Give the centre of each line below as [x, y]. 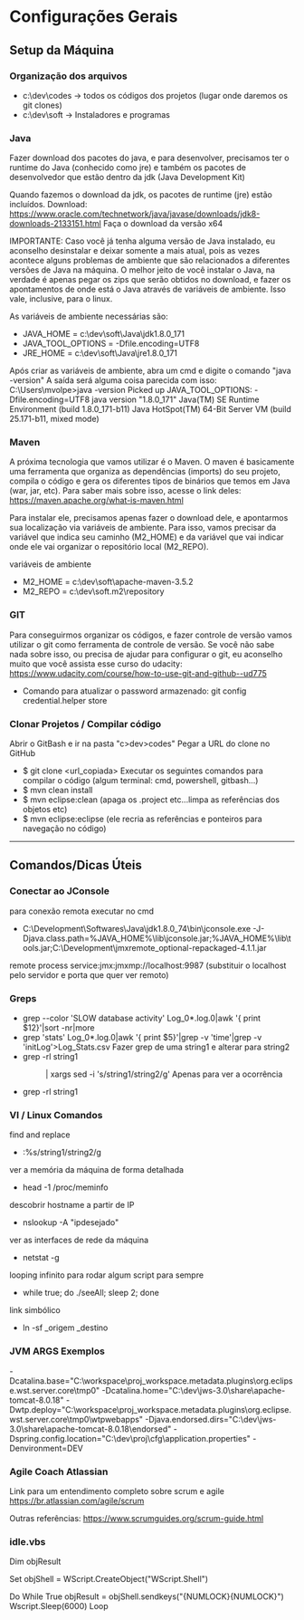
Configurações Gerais [94, 17]
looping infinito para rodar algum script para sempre [107, 1275]
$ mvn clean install [57, 791]
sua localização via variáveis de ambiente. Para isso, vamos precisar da [143, 528]
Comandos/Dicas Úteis [76, 865]
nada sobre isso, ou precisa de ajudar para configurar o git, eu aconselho [146, 654]
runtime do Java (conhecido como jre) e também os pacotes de [128, 168]
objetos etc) [45, 810]
